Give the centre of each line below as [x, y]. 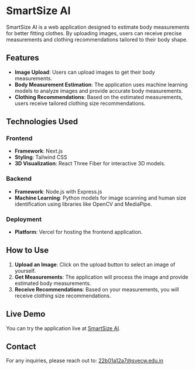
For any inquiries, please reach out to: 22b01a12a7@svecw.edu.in [85, 361]
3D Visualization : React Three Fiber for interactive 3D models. [90, 164]
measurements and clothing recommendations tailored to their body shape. [97, 39]
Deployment [24, 219]
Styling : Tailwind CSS [41, 157]
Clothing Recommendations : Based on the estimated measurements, [99, 97]
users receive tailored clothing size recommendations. [80, 103]
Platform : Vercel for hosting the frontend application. [78, 232]
